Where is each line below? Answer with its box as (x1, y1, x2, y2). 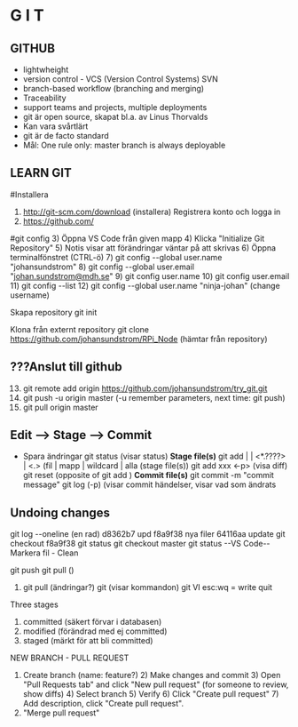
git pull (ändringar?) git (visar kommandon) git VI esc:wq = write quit (22, 582, 273, 593)
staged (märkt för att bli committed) (22, 635, 153, 646)
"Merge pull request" (22, 707, 100, 718)
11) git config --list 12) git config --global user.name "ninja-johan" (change (10, 280, 280, 291)
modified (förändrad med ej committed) (22, 626, 168, 636)
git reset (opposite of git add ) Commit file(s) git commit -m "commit (22, 470, 274, 481)
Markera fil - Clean (10, 547, 79, 558)
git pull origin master (22, 402, 98, 412)
